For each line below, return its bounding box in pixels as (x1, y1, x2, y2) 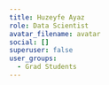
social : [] (9, 37, 50, 47)
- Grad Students (17, 63, 77, 72)
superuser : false (9, 46, 74, 55)
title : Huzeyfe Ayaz (9, 12, 86, 22)
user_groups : (9, 54, 58, 63)
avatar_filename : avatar (9, 29, 101, 38)
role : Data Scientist (9, 21, 90, 30)
